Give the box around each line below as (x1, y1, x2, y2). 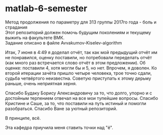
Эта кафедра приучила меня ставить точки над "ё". (5, 124, 113, 130)
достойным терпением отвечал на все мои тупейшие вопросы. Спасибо (5, 95, 159, 101)
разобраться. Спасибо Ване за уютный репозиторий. (5, 106, 117, 112)
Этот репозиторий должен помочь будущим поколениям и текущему (5, 29, 151, 35)
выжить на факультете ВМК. (5, 35, 65, 41)
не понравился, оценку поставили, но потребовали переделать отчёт (5, 54, 152, 60)
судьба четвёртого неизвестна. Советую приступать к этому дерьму (5, 75, 151, 81)
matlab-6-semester (5, 3, 88, 14)
